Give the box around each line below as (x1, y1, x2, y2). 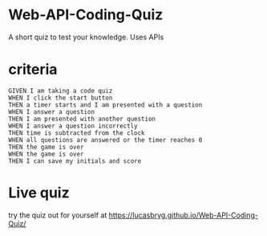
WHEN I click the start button (8, 94, 113, 102)
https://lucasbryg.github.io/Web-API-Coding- (108, 210, 259, 220)
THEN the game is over (8, 143, 84, 151)
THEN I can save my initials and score (8, 157, 142, 165)
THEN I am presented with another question (8, 115, 156, 123)
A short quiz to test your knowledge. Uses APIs (8, 32, 164, 42)
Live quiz (8, 184, 70, 202)
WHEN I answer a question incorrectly (8, 122, 138, 130)
